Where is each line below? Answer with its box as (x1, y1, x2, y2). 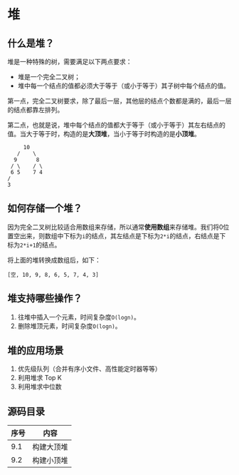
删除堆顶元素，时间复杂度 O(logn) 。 (17, 322, 122, 330)
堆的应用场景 (7, 344, 64, 357)
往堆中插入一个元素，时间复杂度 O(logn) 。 (17, 312, 140, 321)
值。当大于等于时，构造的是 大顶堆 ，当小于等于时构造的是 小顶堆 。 (7, 130, 201, 138)
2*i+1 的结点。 (20, 240, 61, 249)
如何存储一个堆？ (7, 203, 83, 215)
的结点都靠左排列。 (7, 106, 64, 114)
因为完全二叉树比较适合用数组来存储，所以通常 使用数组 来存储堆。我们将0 (7, 223, 223, 231)
